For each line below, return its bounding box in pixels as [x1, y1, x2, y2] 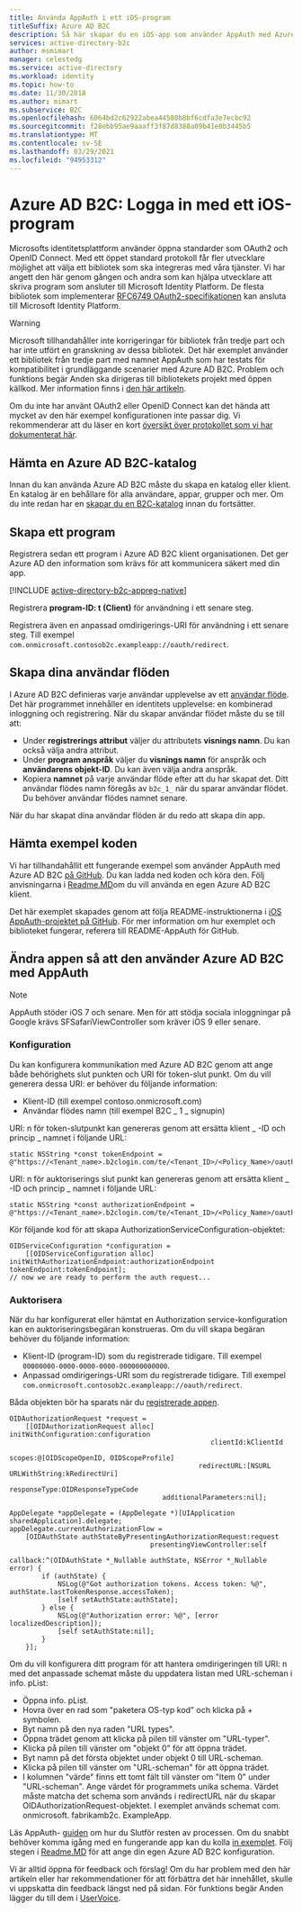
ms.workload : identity [9, 72, 94, 81]
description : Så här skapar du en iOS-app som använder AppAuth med [9, 30, 271, 39]
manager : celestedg [9, 55, 83, 64]
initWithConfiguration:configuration [9, 1430, 151, 1439]
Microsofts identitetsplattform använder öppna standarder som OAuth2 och [9, 243, 289, 254]
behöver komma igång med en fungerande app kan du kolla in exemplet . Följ [9, 1837, 293, 1848]
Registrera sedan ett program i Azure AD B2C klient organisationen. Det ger [9, 548, 289, 559]
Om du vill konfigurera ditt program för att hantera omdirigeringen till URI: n [9, 1658, 288, 1670]
